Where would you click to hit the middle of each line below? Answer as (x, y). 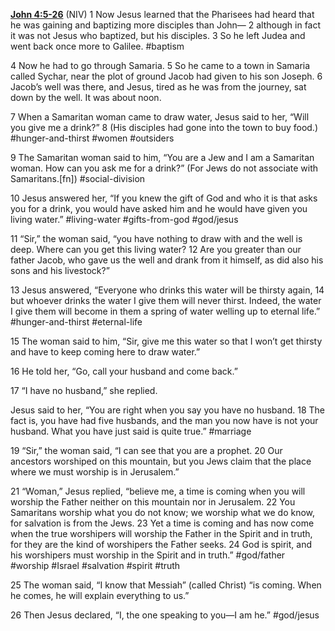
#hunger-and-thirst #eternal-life (76, 322)
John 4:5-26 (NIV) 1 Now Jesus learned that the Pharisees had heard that (162, 14)
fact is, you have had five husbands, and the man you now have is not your (164, 420)
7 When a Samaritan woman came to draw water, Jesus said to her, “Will (160, 117)
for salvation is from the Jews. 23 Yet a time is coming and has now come (162, 523)
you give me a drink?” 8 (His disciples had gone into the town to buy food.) (164, 127)
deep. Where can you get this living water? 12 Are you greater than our (156, 249)
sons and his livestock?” (60, 270)
